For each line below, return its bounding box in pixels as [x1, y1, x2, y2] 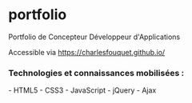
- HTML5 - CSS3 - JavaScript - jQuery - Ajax [8, 85, 157, 95]
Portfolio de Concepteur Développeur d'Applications [8, 32, 181, 42]
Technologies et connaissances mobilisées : [8, 67, 185, 78]
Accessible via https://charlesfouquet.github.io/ [8, 47, 166, 57]
